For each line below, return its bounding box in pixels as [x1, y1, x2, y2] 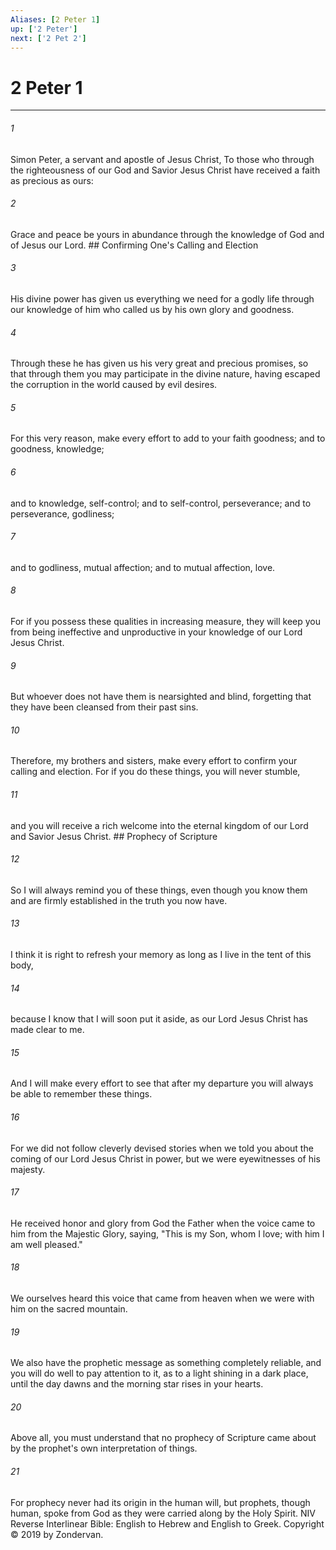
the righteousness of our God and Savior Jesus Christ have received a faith [10, 164, 321, 176]
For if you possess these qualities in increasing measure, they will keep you [10, 615, 322, 627]
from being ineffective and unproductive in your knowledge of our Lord [10, 626, 303, 638]
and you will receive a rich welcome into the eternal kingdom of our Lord [10, 819, 309, 831]
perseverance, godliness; [10, 507, 115, 520]
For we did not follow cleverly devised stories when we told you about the [10, 1142, 314, 1154]
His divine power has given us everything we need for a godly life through [10, 292, 315, 305]
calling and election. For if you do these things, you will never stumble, [10, 766, 301, 778]
